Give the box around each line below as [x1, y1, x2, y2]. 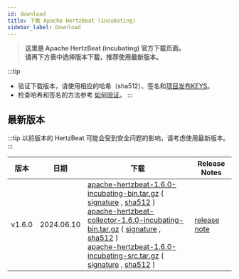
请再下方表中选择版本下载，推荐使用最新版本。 [24, 53, 162, 61]
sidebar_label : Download [7, 23, 81, 31]
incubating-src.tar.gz [87, 251, 159, 260]
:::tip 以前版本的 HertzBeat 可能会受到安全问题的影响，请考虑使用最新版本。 [7, 134, 230, 142]
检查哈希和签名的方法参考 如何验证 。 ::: [17, 90, 133, 100]
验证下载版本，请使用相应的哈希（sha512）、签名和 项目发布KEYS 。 [17, 82, 214, 90]
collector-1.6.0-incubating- [87, 215, 184, 225]
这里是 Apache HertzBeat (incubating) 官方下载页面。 [24, 44, 185, 53]
